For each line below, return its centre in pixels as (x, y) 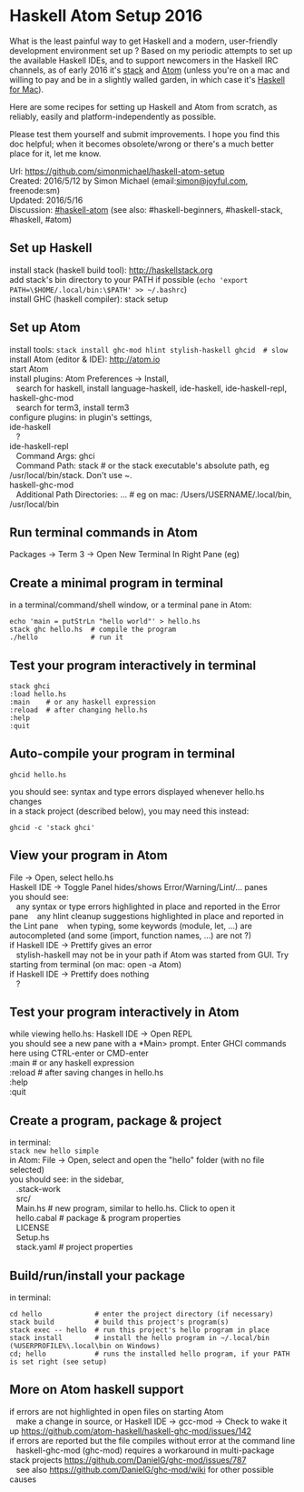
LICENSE (33, 1227)
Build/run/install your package (98, 1275)
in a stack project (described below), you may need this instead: (129, 811)
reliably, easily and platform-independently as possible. (113, 116)
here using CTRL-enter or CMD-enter (79, 1053)
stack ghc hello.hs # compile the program (93, 630)
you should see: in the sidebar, (67, 1179)
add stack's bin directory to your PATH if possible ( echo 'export (129, 279)
